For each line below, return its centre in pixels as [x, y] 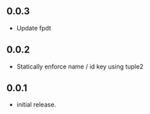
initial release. [36, 105]
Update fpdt [34, 28]
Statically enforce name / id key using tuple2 [80, 66]
